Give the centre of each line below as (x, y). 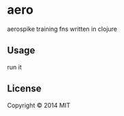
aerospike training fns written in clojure (62, 29)
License (24, 89)
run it (14, 67)
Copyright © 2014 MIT (39, 105)
